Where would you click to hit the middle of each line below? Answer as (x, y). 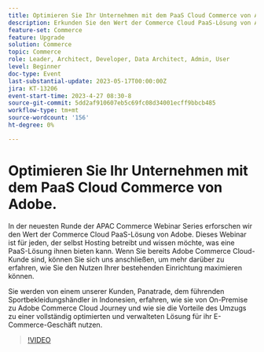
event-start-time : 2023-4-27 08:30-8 (70, 96)
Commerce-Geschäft (42, 324)
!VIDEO (39, 339)
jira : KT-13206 (33, 88)
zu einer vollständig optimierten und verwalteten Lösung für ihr (110, 316)
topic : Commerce (35, 52)
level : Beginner (35, 67)
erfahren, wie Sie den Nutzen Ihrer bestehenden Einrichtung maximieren (125, 267)
